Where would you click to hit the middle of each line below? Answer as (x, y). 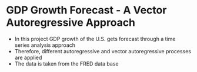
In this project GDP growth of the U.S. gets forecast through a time (95, 39)
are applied (28, 57)
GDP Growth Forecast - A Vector (86, 10)
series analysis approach (45, 45)
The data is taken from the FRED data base (66, 64)
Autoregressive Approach (71, 23)
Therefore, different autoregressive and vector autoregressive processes (103, 51)
